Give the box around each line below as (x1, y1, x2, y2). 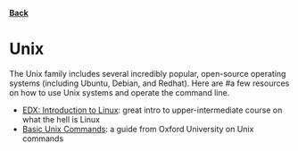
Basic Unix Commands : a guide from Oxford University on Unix (21, 123, 254, 134)
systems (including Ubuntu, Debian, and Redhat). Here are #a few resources (9, 78, 290, 88)
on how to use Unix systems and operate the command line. (9, 87, 230, 97)
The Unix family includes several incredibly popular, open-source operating (9, 68, 286, 79)
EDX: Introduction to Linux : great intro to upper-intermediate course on (21, 105, 283, 115)
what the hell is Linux (21, 113, 101, 124)
